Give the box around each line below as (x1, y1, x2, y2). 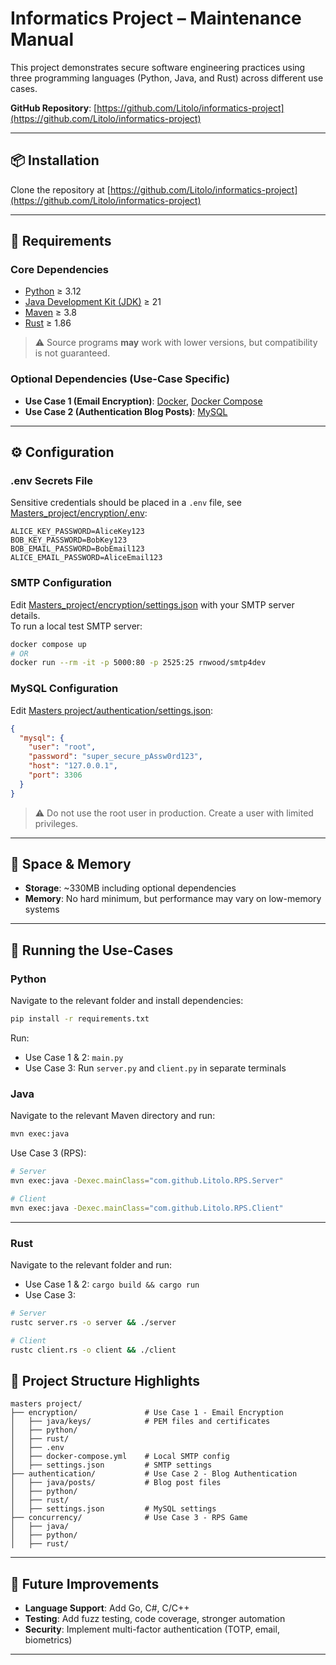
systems (24, 903, 60, 916)
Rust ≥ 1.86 (24, 317, 72, 329)
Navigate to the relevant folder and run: (10, 1258, 173, 1271)
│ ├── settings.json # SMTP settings (10, 1460, 213, 1471)
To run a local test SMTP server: (10, 620, 143, 632)
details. (10, 609, 41, 621)
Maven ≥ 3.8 (24, 307, 77, 319)
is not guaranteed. (34, 347, 111, 359)
